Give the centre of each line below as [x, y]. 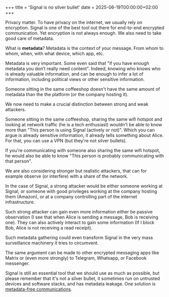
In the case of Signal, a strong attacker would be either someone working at [84, 186]
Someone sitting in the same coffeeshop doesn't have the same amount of [83, 89]
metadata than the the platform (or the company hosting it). [67, 94]
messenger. [17, 263]
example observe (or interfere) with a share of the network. [67, 176]
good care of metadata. [30, 38]
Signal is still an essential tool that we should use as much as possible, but [82, 273]
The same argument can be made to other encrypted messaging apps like [82, 253]
